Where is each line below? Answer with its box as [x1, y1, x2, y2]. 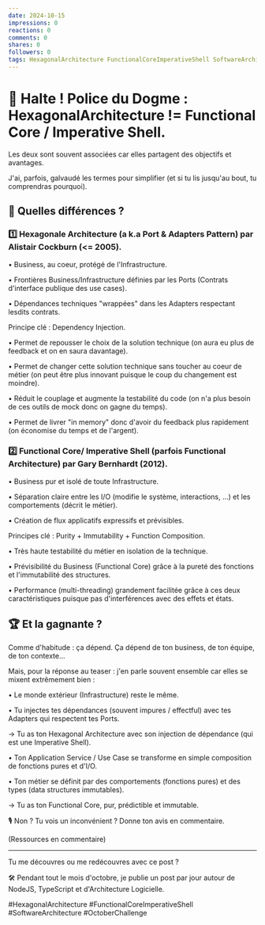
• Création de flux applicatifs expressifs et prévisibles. [8, 515, 185, 525]
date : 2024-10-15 [8, 11, 65, 20]
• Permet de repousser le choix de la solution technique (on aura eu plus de [8, 338, 255, 347]
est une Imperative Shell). [8, 737, 91, 747]
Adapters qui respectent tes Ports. [8, 713, 120, 723]
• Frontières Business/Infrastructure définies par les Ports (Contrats [8, 274, 229, 285]
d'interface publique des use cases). [8, 283, 128, 293]
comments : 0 [8, 33, 47, 42]
